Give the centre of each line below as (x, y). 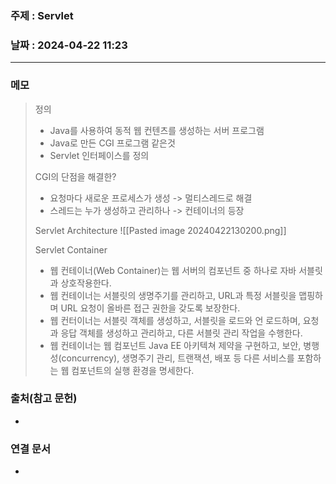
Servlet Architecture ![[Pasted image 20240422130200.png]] (160, 230)
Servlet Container (71, 249)
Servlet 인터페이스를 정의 (99, 155)
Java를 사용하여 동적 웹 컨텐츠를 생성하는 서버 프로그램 (157, 130)
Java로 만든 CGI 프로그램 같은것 (112, 143)
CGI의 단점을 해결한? (75, 176)
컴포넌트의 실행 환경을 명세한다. (133, 370)
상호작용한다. (86, 283)
